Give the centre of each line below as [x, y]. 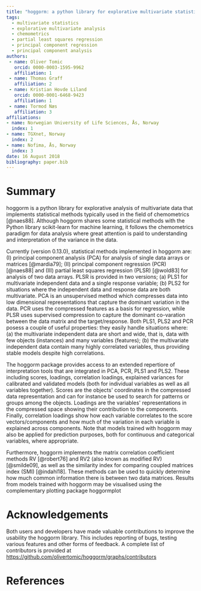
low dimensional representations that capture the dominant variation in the [98, 302]
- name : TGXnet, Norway [36, 134]
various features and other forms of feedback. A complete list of [85, 544]
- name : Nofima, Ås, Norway [41, 145]
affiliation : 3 [33, 112]
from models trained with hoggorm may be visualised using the [84, 485]
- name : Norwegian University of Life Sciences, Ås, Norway [83, 123]
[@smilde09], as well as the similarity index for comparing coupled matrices [100, 465]
